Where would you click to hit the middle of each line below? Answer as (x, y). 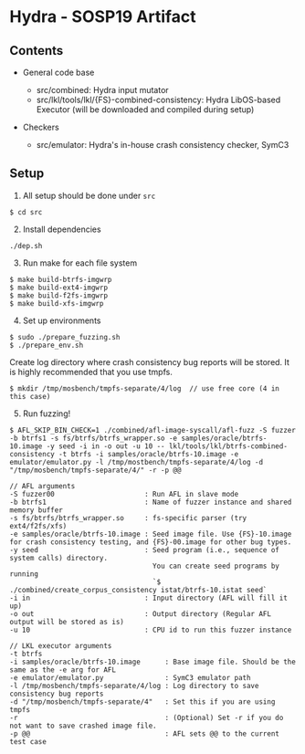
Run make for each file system (80, 263)
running (24, 574)
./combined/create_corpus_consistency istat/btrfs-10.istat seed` (138, 590)
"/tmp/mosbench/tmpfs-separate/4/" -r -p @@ (95, 470)
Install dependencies (62, 229)
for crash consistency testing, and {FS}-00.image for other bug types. (151, 542)
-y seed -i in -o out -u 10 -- (106, 446)
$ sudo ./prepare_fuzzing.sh (65, 337)
